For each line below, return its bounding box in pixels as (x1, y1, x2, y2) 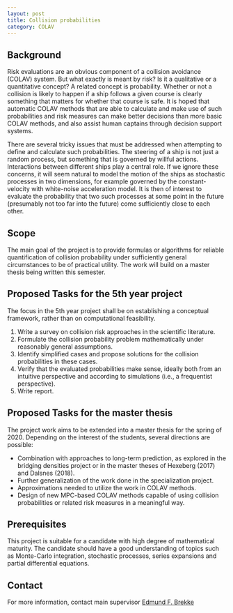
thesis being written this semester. (7, 268, 106, 276)
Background (7, 49, 61, 61)
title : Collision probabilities (7, 17, 101, 24)
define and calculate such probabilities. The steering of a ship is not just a (7, 148, 219, 156)
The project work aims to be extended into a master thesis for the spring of (7, 425, 223, 434)
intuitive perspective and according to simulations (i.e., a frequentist (17, 372, 213, 380)
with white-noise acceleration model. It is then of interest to (31, 185, 202, 193)
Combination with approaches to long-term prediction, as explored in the (17, 454, 227, 462)
